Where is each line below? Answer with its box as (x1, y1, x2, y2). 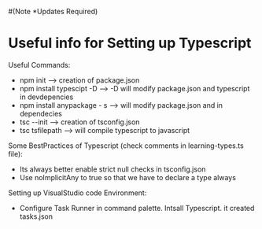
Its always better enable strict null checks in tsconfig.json (19, 164, 206, 174)
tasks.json (19, 212, 54, 221)
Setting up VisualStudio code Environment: (8, 188, 147, 198)
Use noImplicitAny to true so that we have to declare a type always (19, 172, 236, 182)
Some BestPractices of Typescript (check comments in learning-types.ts (8, 141, 244, 150)
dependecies (19, 109, 63, 118)
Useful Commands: (8, 60, 71, 69)
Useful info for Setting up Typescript (8, 35, 252, 52)
